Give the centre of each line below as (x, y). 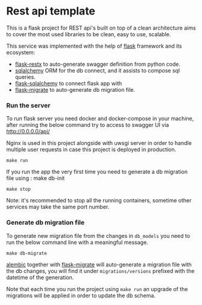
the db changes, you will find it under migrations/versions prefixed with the (100, 271)
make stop (19, 189)
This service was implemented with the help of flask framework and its (94, 46)
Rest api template (51, 11)
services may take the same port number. (58, 207)
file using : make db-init (36, 178)
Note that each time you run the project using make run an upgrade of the (97, 289)
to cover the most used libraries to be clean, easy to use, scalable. (89, 34)
